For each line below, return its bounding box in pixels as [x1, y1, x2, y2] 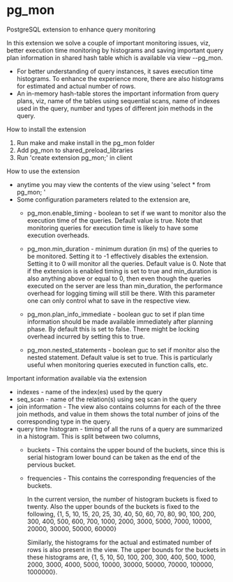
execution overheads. [27, 231, 90, 239]
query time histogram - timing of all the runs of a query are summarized [16, 424, 223, 433]
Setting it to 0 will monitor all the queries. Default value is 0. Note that [27, 259, 227, 267]
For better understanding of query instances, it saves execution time [16, 67, 213, 75]
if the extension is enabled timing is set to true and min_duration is [27, 267, 218, 275]
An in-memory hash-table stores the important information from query [16, 89, 219, 98]
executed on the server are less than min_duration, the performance [27, 281, 223, 290]
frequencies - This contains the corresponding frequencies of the [27, 474, 216, 482]
